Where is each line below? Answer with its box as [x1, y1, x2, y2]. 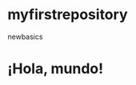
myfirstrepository [7, 6, 128, 24]
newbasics [7, 32, 43, 41]
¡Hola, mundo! [7, 60, 104, 78]
